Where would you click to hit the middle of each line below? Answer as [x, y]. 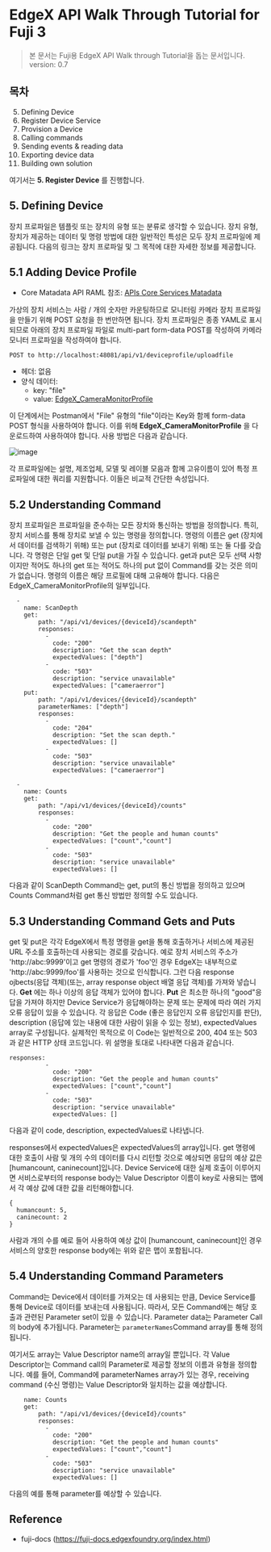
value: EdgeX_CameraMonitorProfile [93, 399]
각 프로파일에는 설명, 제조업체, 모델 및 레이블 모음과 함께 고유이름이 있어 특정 [129, 469]
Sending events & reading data [72, 146]
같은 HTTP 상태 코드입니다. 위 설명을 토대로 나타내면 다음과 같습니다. [126, 1042]
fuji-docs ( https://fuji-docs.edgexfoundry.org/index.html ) [116, 1538]
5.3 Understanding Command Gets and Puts [122, 921]
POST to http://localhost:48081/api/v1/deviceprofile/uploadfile [121, 356]
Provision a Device [52, 129]
